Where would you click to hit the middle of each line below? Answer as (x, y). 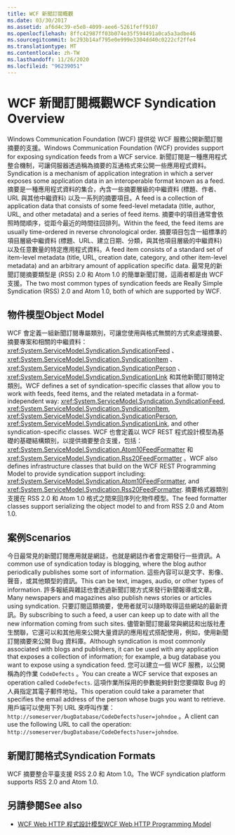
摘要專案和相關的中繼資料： (47, 342)
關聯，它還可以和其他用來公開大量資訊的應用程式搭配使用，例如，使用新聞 (121, 632)
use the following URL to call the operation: (69, 725)
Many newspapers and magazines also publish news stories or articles (109, 598)
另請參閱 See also (45, 806)
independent (26, 401)
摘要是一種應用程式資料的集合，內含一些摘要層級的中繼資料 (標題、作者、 (114, 189)
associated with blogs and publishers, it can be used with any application (113, 649)
